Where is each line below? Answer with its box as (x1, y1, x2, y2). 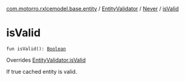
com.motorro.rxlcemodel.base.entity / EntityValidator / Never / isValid (6, 5, 179, 12)
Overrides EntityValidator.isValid (6, 56, 86, 64)
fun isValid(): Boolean (6, 46, 67, 52)
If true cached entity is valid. (6, 68, 77, 75)
